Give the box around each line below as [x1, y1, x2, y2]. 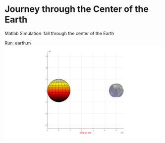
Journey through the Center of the [4, 3, 149, 15]
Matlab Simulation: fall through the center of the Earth [4, 30, 114, 36]
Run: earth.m [4, 40, 31, 46]
